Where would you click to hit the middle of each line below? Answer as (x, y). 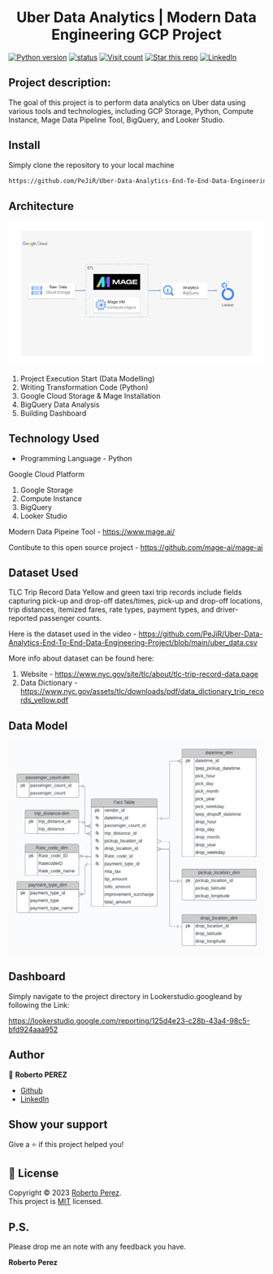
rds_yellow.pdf (44, 700)
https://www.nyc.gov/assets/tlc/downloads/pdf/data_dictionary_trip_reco (142, 692)
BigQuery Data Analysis (60, 404)
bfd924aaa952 (33, 1029)
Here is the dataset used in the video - (73, 634)
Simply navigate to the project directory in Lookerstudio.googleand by (125, 996)
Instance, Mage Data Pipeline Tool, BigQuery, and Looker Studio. (117, 120)
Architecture (41, 206)
